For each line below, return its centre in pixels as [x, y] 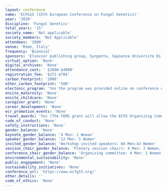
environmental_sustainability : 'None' [45, 158]
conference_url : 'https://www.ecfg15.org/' [51, 172]
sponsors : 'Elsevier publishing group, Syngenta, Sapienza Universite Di [83, 56]
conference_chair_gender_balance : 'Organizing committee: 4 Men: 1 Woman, [84, 153]
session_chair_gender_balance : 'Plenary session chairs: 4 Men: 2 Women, [83, 149]
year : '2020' [19, 19]
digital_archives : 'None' [32, 65]
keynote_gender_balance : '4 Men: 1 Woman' [50, 135]
